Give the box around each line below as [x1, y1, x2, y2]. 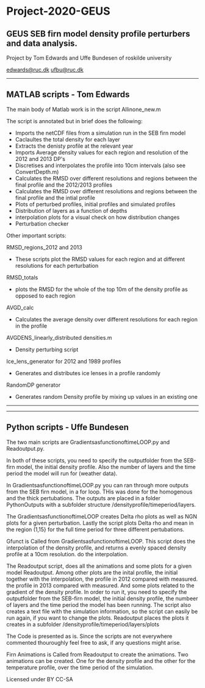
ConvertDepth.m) [15, 168, 59, 175]
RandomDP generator [6, 381, 61, 389]
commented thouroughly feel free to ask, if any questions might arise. [6, 639, 182, 646]
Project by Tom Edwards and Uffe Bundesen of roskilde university [6, 54, 172, 62]
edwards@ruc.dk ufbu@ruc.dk [6, 66, 84, 73]
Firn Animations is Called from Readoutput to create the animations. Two [6, 651, 189, 658]
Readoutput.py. [6, 445, 45, 452]
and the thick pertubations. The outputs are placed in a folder [6, 494, 160, 501]
